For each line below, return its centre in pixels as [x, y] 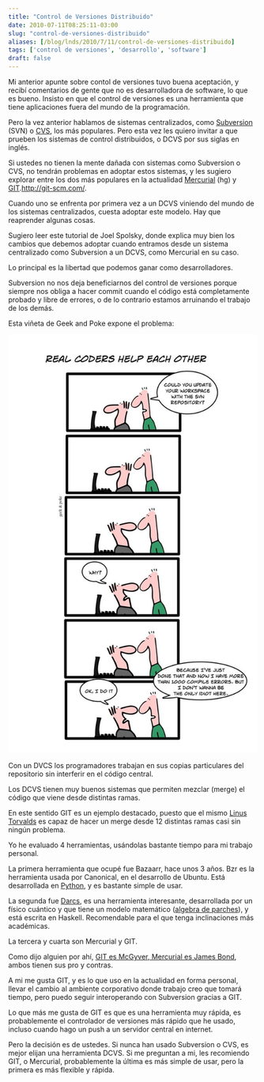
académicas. [29, 926]
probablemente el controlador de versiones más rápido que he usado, [122, 1021]
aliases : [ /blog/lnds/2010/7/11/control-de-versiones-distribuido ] [122, 42]
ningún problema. [37, 830]
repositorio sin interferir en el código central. [81, 774]
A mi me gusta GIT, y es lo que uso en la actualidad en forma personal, [123, 981]
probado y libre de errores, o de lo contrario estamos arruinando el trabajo [129, 300]
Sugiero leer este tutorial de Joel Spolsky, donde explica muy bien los [122, 236]
